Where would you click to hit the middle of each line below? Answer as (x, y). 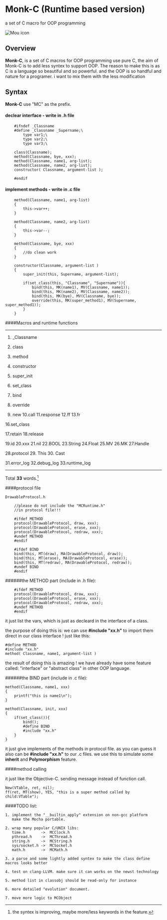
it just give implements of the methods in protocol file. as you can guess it (81, 749)
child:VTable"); (22, 796)
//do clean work (40, 252)
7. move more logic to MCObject (39, 898)
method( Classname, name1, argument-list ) (51, 653)
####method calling (26, 769)
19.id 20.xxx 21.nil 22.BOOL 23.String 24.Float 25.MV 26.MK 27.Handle (77, 443)
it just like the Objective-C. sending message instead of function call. (76, 778)
